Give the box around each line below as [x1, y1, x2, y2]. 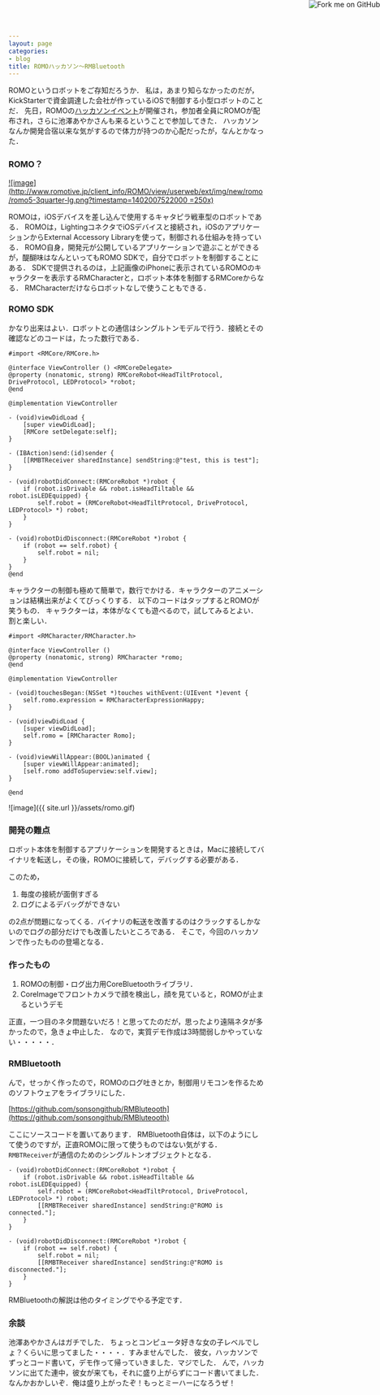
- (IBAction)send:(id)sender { [8, 449, 114, 457]
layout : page [8, 39, 53, 48]
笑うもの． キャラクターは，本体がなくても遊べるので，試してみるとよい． [8, 606, 258, 615]
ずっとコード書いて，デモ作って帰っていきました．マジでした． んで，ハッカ [8, 1358, 265, 1367]
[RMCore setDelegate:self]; [23, 428, 118, 436]
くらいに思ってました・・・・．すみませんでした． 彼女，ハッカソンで [22, 1348, 258, 1358]
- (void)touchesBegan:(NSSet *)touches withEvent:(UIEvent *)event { [8, 689, 249, 697]
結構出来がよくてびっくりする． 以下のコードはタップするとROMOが [29, 595, 260, 605]
